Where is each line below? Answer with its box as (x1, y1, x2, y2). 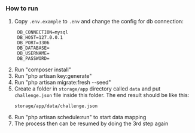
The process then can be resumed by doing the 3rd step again (14, 120, 169, 127)
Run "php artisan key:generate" (14, 72, 92, 80)
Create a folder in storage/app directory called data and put (14, 85, 161, 92)
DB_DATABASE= (17, 45, 50, 52)
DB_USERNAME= (17, 50, 50, 56)
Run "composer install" (14, 66, 71, 73)
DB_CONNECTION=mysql (17, 29, 68, 35)
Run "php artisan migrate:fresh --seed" (14, 79, 111, 86)
